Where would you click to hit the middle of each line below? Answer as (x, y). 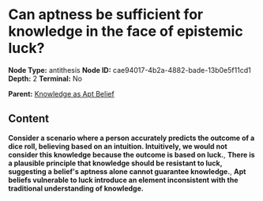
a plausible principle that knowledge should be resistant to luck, (115, 163)
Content (29, 119)
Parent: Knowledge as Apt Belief (61, 93)
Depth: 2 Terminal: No (45, 78)
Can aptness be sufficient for (106, 15)
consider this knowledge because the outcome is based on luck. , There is (131, 154)
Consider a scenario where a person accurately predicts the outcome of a (131, 138)
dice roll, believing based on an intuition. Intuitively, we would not (118, 146)
